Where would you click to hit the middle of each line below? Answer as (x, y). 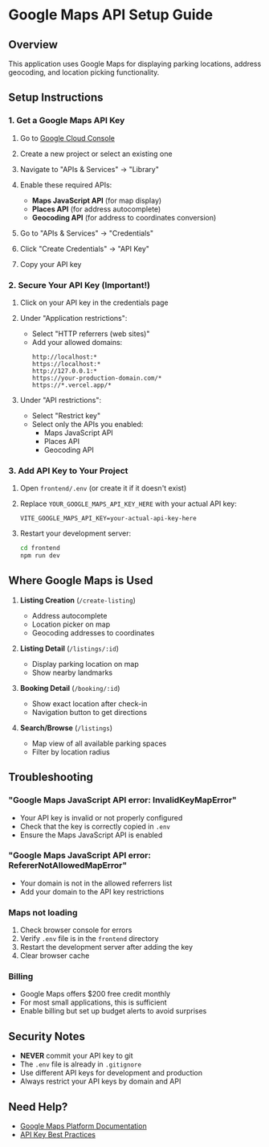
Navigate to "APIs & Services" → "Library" (89, 169)
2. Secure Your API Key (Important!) (79, 285)
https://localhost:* (66, 364)
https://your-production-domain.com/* (97, 378)
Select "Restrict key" (66, 415)
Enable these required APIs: (66, 185)
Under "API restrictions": (61, 400)
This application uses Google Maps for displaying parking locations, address (135, 64)
